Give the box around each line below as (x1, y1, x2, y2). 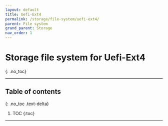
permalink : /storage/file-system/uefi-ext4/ (5, 16, 99, 21)
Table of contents (5, 88, 61, 96)
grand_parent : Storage (5, 26, 52, 31)
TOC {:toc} (12, 110, 35, 116)
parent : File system (5, 21, 48, 26)
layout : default (5, 7, 39, 12)
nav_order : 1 (5, 30, 32, 35)
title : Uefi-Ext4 (5, 12, 41, 17)
